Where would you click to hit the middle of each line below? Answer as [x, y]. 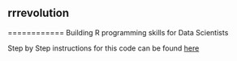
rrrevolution [39, 13]
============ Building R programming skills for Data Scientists [118, 32]
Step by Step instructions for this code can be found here [103, 48]
